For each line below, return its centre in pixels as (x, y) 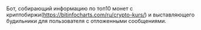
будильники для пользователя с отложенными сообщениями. (86, 21)
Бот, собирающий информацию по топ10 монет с (70, 9)
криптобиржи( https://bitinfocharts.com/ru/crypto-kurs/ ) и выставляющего (100, 15)
